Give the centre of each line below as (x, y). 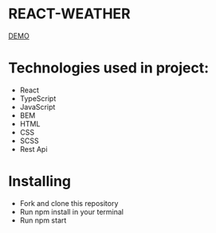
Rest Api (33, 149)
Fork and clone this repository (69, 203)
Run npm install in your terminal (71, 212)
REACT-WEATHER (69, 14)
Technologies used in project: (109, 68)
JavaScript (37, 107)
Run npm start (43, 220)
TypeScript (38, 98)
